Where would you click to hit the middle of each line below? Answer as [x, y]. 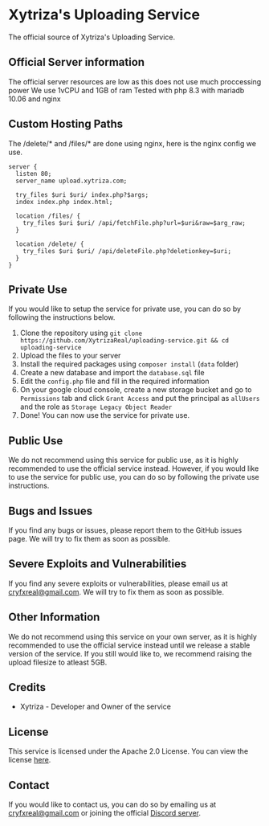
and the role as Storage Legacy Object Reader [96, 407]
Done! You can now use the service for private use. [105, 415]
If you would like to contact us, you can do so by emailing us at [112, 804]
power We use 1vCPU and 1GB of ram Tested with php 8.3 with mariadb [126, 90]
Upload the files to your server [70, 356]
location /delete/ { [50, 244]
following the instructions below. [62, 317]
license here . [30, 760]
